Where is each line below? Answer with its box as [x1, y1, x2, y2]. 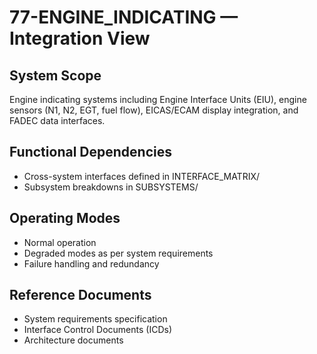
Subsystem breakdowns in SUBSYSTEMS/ [23, 181, 199, 193]
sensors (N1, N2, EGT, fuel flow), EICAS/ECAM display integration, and [9, 104, 299, 116]
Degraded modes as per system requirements [23, 247, 214, 259]
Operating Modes [9, 210, 121, 227]
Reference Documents [9, 287, 152, 304]
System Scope [9, 67, 102, 84]
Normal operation [23, 236, 97, 248]
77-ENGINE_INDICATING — [9, 6, 239, 29]
